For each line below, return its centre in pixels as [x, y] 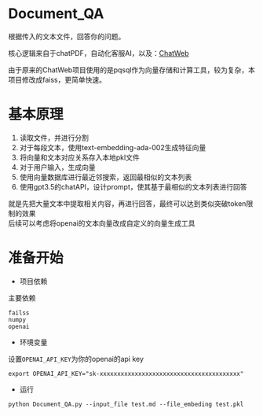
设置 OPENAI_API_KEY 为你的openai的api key [76, 359]
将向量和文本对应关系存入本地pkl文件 [79, 157]
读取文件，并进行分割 [54, 138]
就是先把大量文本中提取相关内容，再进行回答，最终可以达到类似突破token [127, 203]
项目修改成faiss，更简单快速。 [57, 79]
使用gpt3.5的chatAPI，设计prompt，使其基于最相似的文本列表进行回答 [133, 186]
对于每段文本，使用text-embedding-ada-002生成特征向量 [113, 147]
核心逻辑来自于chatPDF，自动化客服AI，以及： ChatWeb [99, 53]
